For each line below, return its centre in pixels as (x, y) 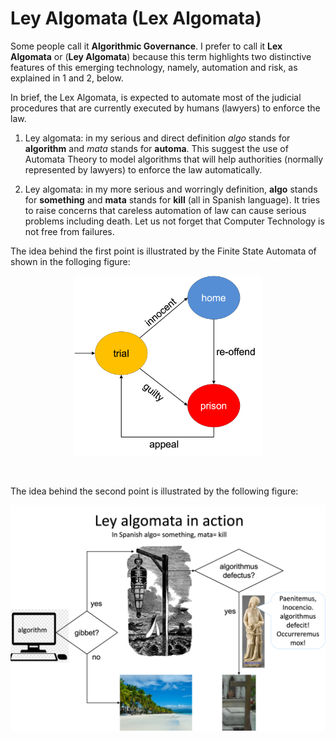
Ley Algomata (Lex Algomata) (136, 18)
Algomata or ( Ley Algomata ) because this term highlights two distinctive (161, 56)
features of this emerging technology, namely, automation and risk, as (154, 67)
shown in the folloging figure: (70, 261)
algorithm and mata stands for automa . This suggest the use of (156, 148)
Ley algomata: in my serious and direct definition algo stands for (157, 138)
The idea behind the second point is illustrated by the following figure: (154, 491)
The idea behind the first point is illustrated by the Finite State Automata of (163, 251)
